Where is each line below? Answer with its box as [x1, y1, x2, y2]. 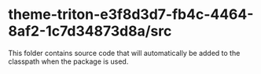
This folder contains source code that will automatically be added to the [8, 48, 241, 57]
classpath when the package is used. [8, 57, 129, 66]
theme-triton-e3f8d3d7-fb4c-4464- [8, 6, 254, 24]
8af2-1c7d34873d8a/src [8, 22, 172, 40]
